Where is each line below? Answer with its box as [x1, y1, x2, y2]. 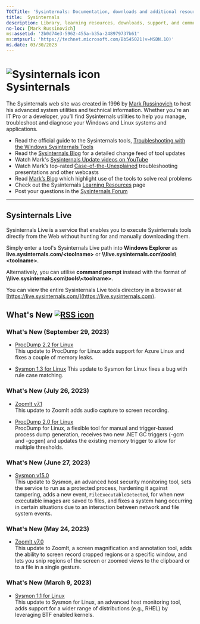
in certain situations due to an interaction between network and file [14, 503, 180, 510]
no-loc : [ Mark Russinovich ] [6, 25, 76, 32]
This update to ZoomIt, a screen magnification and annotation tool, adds [14, 545, 192, 552]
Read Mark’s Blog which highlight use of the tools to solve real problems [14, 175, 192, 182]
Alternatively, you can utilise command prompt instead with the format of [6, 268, 186, 275]
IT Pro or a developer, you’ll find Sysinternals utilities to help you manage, [6, 113, 186, 120]
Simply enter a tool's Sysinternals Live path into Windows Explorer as [6, 244, 178, 251]
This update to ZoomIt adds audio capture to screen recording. [14, 406, 170, 414]
